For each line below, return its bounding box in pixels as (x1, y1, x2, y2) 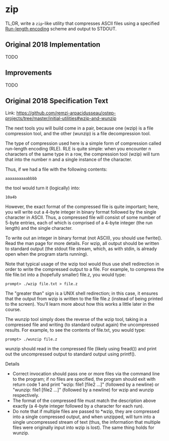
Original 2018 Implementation (5, 41, 101, 49)
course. (5, 306, 21, 312)
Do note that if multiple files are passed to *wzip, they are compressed (12, 409, 160, 415)
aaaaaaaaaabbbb (5, 176, 37, 181)
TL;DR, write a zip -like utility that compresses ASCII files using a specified (5, 20, 160, 26)
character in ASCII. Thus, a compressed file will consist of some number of (5, 214, 161, 221)
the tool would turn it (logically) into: (5, 185, 80, 191)
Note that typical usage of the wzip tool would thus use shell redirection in (5, 261, 160, 267)
